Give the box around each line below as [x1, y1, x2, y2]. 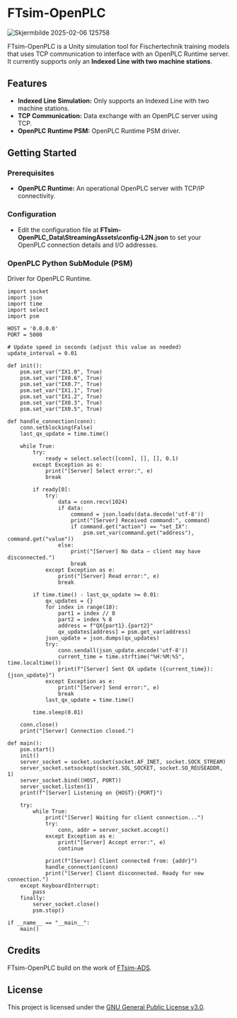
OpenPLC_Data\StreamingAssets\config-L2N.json [17, 233, 168, 241]
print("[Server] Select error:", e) [45, 468, 154, 475]
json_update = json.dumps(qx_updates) [45, 635, 160, 642]
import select [7, 306, 50, 314]
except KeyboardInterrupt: [20, 882, 100, 889]
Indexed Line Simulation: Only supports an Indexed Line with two [17, 96, 209, 105]
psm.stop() [33, 907, 65, 914]
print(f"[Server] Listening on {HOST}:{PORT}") [20, 789, 163, 797]
